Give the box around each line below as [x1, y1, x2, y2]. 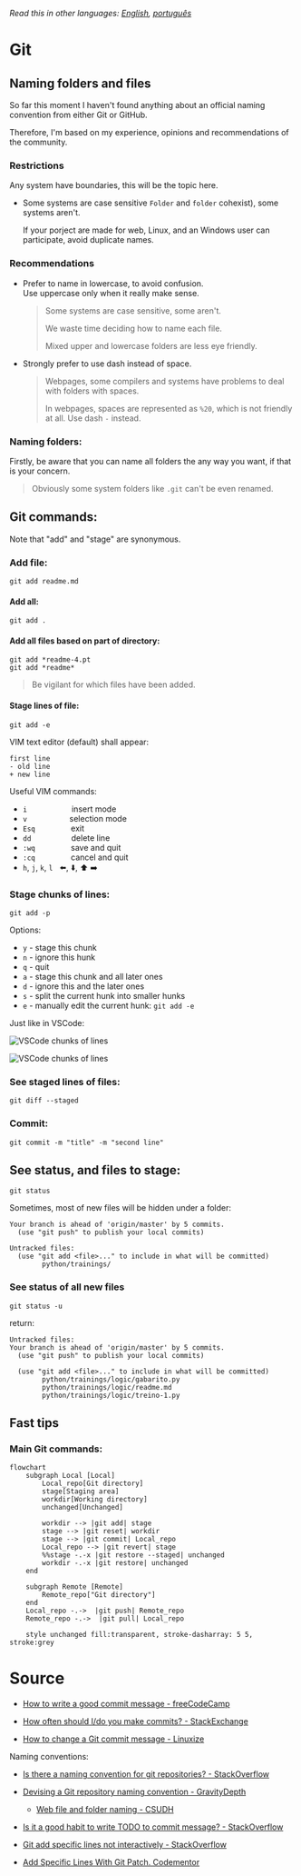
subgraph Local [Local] [25, 1472, 116, 1481]
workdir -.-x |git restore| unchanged [42, 1559, 189, 1568]
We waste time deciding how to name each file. [44, 323, 222, 334]
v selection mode [22, 813, 127, 823]
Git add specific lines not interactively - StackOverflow [22, 1840, 227, 1851]
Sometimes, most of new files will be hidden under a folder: [9, 1202, 231, 1213]
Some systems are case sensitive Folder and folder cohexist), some [22, 197, 279, 208]
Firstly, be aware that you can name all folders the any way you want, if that [9, 455, 292, 466]
